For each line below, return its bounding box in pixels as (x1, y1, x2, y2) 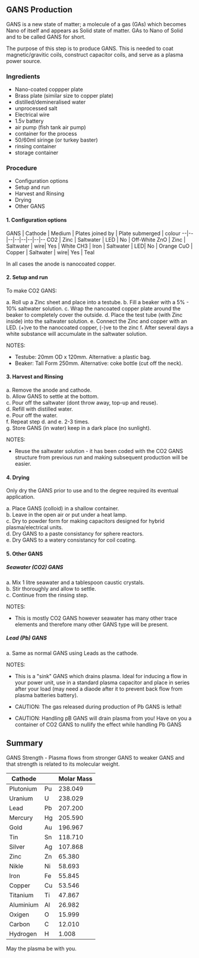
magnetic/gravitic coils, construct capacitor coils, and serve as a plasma (6, 51, 184, 58)
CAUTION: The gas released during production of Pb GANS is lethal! (14, 703, 182, 710)
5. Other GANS (6, 550, 43, 557)
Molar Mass (58, 774, 93, 782)
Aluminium (9, 900, 39, 909)
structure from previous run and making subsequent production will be (14, 454, 188, 461)
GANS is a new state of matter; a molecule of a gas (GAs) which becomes (6, 20, 187, 27)
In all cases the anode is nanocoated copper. (6, 260, 116, 267)
